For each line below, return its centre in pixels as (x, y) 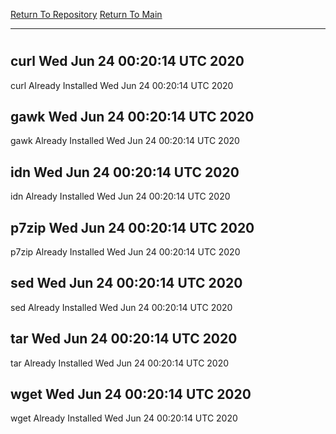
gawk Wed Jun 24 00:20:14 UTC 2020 (132, 117)
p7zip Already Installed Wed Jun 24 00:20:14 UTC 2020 (125, 252)
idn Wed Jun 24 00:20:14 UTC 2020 (125, 172)
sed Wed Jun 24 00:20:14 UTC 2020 (126, 283)
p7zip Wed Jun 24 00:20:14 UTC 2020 (132, 227)
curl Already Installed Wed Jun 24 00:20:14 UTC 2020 (122, 85)
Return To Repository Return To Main (86, 14)
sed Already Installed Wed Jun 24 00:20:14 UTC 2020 (121, 307)
